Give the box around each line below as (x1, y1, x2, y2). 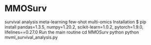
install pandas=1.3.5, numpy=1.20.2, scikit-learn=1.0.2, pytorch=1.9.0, (4, 24, 144, 30)
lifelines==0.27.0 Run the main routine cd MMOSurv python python (4, 29, 139, 35)
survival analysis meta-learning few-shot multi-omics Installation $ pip (4, 19, 147, 25)
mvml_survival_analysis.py (4, 34, 58, 40)
